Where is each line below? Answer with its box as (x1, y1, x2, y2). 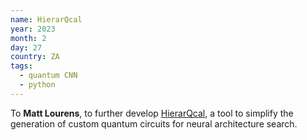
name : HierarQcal (10, 14, 83, 25)
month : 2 (10, 33, 47, 43)
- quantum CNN (19, 71, 78, 81)
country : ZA (10, 52, 60, 62)
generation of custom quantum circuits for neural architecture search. (10, 117, 298, 130)
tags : (10, 61, 33, 71)
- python (19, 80, 56, 90)
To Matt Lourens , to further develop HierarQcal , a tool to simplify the (10, 107, 294, 119)
